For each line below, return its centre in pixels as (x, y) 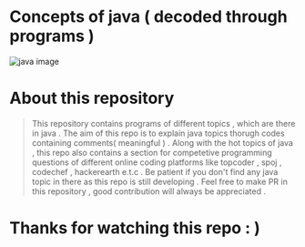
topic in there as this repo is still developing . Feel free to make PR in (160, 181)
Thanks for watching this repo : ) (135, 228)
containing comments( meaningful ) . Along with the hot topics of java (163, 142)
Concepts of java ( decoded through (149, 17)
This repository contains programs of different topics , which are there (163, 123)
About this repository (92, 98)
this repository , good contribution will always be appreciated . (149, 191)
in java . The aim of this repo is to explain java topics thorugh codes (158, 133)
